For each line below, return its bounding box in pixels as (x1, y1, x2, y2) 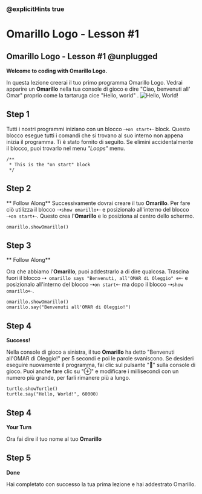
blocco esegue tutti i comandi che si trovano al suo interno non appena (6, 132, 183, 139)
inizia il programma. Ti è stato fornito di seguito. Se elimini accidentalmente (6, 138, 194, 145)
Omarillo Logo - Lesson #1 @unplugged (6, 51, 158, 62)
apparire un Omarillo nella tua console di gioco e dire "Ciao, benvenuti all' (6, 85, 191, 93)
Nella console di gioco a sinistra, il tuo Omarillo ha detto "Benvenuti (6, 348, 175, 356)
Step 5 (6, 453, 31, 463)
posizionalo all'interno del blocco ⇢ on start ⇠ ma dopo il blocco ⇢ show (6, 281, 183, 288)
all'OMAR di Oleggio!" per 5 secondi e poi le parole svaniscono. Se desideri (6, 355, 194, 362)
